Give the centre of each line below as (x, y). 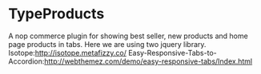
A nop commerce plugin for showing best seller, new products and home (128, 36)
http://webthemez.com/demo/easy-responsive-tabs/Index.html (148, 61)
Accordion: (26, 61)
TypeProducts (56, 14)
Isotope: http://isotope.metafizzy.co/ (67, 53)
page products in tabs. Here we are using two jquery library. (107, 44)
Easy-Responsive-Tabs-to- (173, 53)
